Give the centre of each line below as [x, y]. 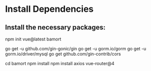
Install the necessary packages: [55, 27]
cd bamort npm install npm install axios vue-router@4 [60, 63]
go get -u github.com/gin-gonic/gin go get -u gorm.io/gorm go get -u [76, 49]
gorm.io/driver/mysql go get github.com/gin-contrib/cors [63, 54]
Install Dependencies [49, 9]
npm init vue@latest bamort [33, 39]
